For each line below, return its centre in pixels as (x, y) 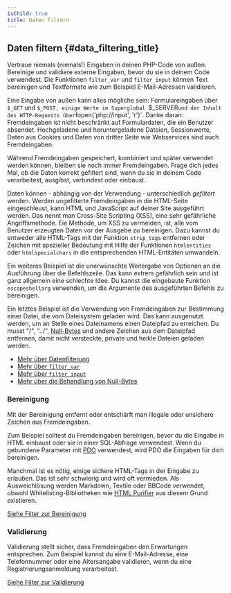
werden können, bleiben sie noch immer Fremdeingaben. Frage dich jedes (113, 165)
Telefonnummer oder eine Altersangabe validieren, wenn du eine (100, 561)
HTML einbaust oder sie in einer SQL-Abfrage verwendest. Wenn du (104, 442)
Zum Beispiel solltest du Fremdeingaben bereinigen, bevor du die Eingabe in (116, 435)
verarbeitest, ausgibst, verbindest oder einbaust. (77, 180)
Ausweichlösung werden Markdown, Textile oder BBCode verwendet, (106, 485)
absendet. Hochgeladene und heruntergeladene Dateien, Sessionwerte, (109, 130)
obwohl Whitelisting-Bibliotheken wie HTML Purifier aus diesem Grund (108, 492)
